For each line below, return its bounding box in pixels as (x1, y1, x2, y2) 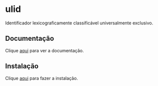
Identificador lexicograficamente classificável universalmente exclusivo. (5, 20, 153, 26)
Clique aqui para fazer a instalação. (5, 75, 78, 81)
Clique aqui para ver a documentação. (5, 47, 84, 53)
